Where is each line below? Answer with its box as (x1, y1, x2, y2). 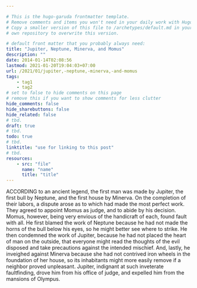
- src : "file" (16, 161, 51, 167)
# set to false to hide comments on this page (6, 90, 122, 96)
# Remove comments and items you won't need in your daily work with (6, 19, 180, 25)
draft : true (6, 123, 35, 129)
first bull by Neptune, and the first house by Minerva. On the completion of (6, 195, 186, 202)
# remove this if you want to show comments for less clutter (6, 95, 161, 102)
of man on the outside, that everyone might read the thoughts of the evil (6, 238, 180, 245)
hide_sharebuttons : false (6, 106, 69, 112)
